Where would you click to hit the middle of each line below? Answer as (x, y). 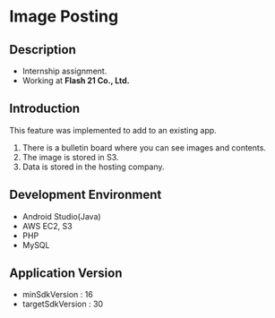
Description (43, 50)
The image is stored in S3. (70, 157)
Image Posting (64, 17)
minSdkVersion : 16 (58, 295)
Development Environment (86, 195)
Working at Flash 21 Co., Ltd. (76, 81)
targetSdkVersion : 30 (63, 304)
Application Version (66, 274)
